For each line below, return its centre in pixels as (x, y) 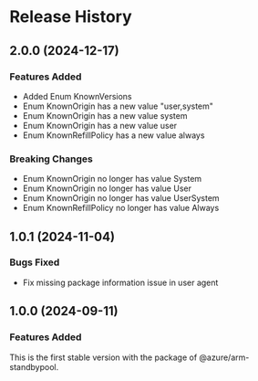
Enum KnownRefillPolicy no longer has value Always (121, 208)
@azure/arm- (224, 357)
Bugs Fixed (35, 262)
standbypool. (34, 366)
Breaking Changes (52, 159)
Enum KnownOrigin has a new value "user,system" (118, 106)
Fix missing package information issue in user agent (120, 282)
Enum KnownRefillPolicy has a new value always (114, 135)
